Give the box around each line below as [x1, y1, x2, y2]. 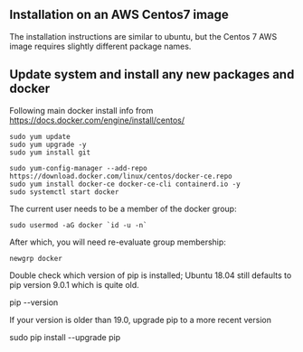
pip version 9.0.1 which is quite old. [9, 279, 140, 290]
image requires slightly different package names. [9, 41, 192, 51]
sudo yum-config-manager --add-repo [9, 163, 147, 172]
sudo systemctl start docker [9, 187, 119, 197]
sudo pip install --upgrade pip [9, 331, 120, 342]
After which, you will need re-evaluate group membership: [9, 236, 226, 247]
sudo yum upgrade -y [9, 140, 88, 149]
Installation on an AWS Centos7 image [9, 7, 229, 23]
